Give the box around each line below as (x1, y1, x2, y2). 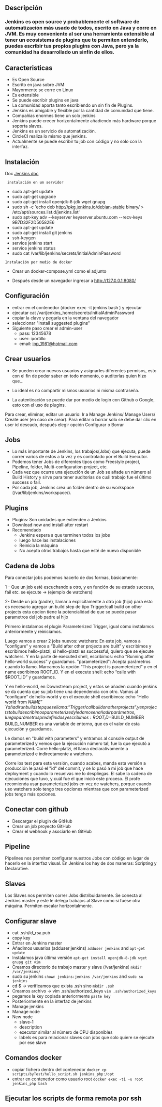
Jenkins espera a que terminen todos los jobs (19, 532, 110, 538)
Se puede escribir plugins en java (12, 97, 79, 103)
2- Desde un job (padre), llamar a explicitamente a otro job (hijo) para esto (5, 599, 153, 604)
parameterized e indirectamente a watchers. (5, 751, 93, 757)
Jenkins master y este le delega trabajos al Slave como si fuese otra (5, 898, 141, 904)
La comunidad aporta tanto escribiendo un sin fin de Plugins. (12, 102, 134, 108)
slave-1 (19, 1019, 34, 1025)
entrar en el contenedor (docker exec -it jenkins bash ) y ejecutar (12, 304, 142, 310)
